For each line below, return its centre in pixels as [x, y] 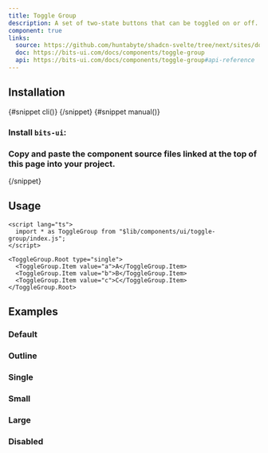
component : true [35, 30]
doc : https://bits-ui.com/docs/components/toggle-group [110, 53]
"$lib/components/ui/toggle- [167, 231]
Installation [37, 93]
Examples [33, 312]
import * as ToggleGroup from [65, 231]
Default [23, 334]
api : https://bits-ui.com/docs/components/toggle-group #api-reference [135, 61]
